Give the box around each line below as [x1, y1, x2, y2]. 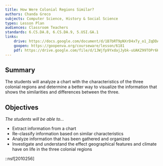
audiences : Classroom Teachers [5, 25, 68, 30]
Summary [5, 66, 35, 74]
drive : [14, 39, 27, 44]
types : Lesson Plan [5, 20, 45, 26]
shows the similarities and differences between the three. [5, 89, 120, 95]
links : [5, 35, 18, 39]
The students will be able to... [5, 116, 64, 122]
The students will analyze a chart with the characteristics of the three [5, 79, 144, 85]
